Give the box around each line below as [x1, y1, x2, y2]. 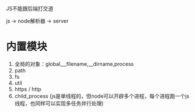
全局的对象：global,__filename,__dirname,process [14, 60, 134, 67]
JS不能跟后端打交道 [6, 5, 54, 12]
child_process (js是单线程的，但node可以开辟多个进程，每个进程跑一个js [14, 92, 190, 99]
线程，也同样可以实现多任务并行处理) [14, 100, 104, 107]
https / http [14, 85, 42, 92]
